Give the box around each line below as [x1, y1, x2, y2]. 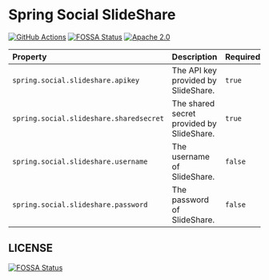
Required [225, 51, 261, 62]
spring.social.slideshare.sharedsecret [12, 114, 164, 123]
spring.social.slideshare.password [12, 200, 148, 209]
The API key [171, 64, 218, 75]
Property [12, 51, 47, 62]
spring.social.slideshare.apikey [12, 75, 140, 85]
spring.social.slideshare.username [12, 156, 148, 166]
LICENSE [8, 241, 54, 255]
